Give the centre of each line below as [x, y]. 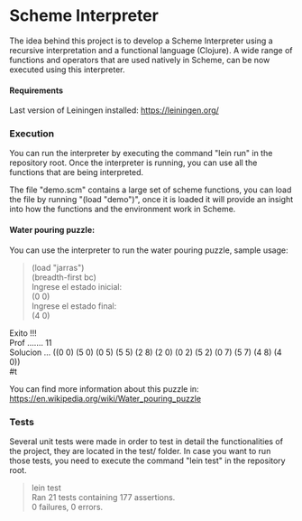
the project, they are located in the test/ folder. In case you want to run [140, 451]
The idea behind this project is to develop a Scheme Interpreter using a [141, 41]
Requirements [37, 90]
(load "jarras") [58, 267]
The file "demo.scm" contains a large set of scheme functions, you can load [151, 190]
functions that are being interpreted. [77, 172]
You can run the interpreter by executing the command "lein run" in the [141, 154]
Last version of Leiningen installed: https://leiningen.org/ [114, 110]
